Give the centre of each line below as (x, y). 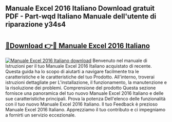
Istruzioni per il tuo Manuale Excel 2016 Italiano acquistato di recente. (79, 66)
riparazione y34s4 (35, 24)
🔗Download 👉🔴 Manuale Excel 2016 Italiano (78, 46)
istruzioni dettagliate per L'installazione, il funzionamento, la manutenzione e (86, 82)
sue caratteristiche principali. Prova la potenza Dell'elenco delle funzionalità (85, 99)
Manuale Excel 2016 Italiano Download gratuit (80, 8)
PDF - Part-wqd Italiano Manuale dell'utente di (81, 17)
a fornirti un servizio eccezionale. (41, 115)
